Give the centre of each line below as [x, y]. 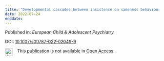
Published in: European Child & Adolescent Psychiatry [60, 32]
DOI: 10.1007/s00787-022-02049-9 [41, 42]
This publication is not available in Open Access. [66, 51]
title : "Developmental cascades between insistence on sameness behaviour [83, 9]
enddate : [14, 18]
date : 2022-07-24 [23, 14]
